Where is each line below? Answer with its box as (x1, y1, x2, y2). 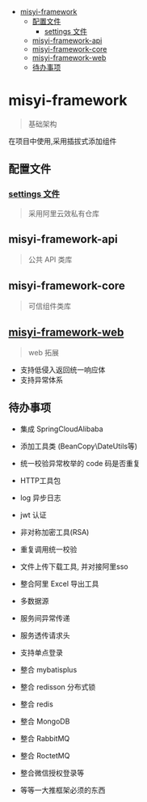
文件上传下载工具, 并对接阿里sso (19, 562, 128, 571)
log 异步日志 (19, 493, 62, 503)
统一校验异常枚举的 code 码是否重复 (19, 458, 141, 468)
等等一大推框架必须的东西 (19, 785, 106, 795)
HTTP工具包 (19, 475, 61, 485)
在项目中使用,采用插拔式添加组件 (8, 136, 117, 146)
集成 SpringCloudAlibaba (19, 424, 103, 434)
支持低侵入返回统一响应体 (19, 365, 106, 375)
